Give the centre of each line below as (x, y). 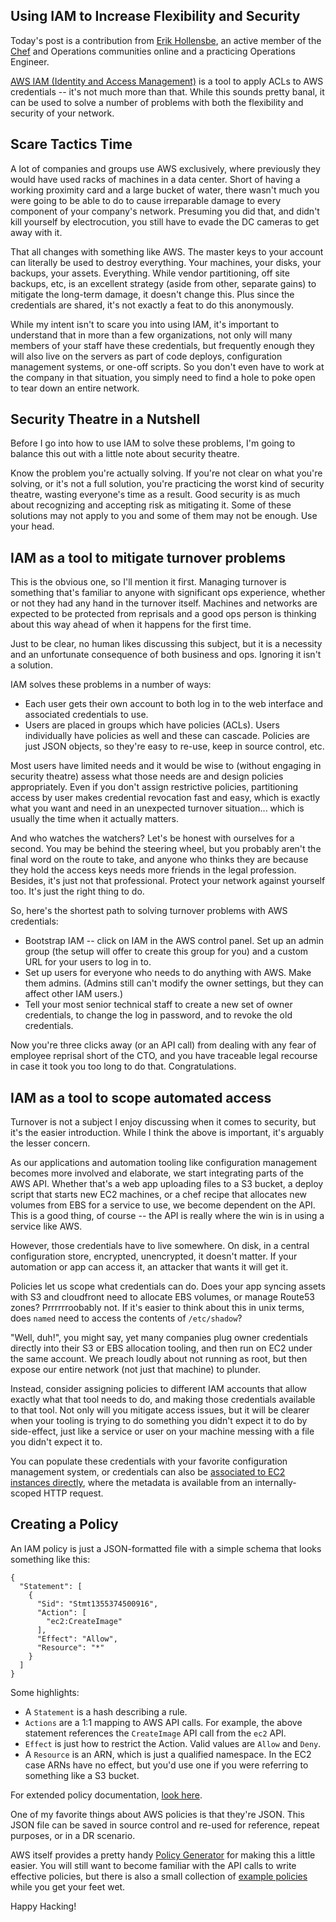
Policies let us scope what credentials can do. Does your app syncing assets (168, 1286)
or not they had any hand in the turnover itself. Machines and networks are (164, 603)
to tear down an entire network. (75, 388)
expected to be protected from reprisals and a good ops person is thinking (163, 614)
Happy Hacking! (43, 1906)
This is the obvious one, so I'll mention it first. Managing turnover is (148, 582)
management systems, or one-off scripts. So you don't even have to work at (167, 366)
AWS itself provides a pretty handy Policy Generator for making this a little (163, 1855)
